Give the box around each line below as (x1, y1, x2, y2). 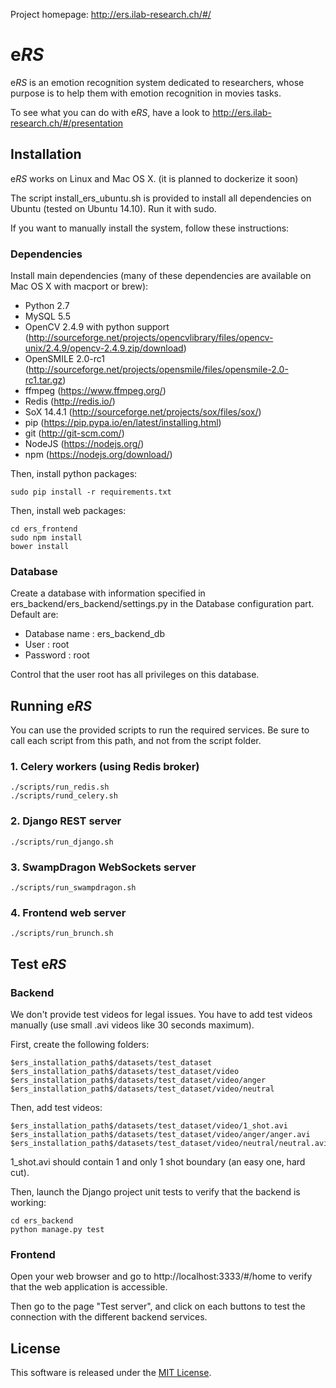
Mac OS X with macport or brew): (10, 280, 149, 293)
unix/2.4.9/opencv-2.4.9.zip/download (24, 342, 184, 354)
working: (10, 1197, 47, 1209)
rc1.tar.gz (24, 374, 63, 386)
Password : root (24, 649, 90, 661)
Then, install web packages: (10, 505, 127, 517)
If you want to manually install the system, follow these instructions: (10, 222, 290, 234)
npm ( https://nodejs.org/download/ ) (24, 449, 173, 461)
